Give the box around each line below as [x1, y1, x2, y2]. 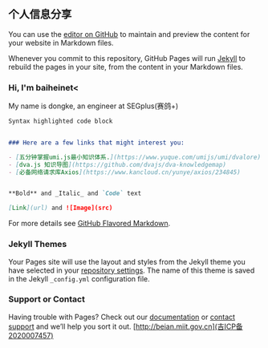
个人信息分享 [8, 7, 72, 22]
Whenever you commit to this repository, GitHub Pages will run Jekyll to [8, 53, 246, 63]
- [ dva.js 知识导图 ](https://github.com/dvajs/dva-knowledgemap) [8, 160, 227, 168]
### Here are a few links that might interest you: [8, 139, 185, 147]
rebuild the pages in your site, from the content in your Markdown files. [8, 62, 243, 71]
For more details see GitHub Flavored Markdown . [8, 219, 171, 229]
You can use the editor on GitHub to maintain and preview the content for [8, 29, 250, 38]
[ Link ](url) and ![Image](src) [8, 204, 113, 212]
